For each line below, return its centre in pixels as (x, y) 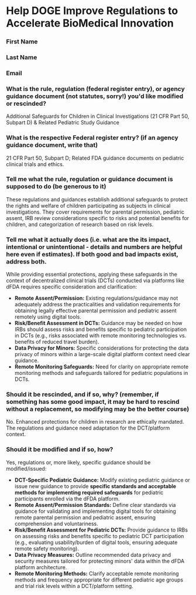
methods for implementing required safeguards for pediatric (89, 492)
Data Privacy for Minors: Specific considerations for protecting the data (102, 348)
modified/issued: (26, 468)
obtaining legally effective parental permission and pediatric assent (95, 311)
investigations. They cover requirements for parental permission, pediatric (95, 212)
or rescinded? (26, 103)
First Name (22, 42)
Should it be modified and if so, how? (60, 449)
